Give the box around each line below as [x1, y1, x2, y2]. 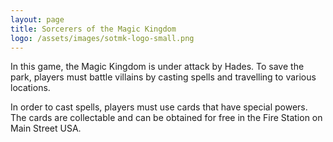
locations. [10, 82, 51, 94]
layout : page [10, 14, 65, 25]
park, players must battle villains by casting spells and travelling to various [10, 71, 317, 83]
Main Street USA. [10, 122, 82, 135]
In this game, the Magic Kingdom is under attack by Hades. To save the [10, 61, 305, 73]
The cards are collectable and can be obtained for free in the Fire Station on [10, 112, 323, 124]
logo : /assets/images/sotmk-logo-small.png [10, 33, 195, 43]
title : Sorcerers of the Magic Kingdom [10, 24, 177, 34]
